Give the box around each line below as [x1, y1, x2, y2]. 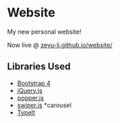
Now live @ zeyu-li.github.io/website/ [7, 41, 113, 49]
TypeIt [16, 108, 36, 116]
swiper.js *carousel [16, 101, 72, 109]
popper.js [16, 93, 45, 102]
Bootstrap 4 [16, 79, 51, 87]
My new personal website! [7, 27, 82, 36]
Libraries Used [7, 60, 71, 73]
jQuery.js [16, 86, 43, 94]
